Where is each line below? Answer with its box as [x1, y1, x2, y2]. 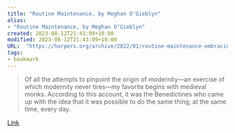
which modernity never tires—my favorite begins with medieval [24, 82, 207, 91]
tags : [7, 50, 23, 57]
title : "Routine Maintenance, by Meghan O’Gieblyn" [7, 10, 161, 17]
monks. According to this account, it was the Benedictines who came [24, 90, 224, 98]
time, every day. [24, 104, 71, 113]
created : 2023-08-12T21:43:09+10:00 [7, 29, 114, 37]
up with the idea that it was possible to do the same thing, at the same [24, 97, 227, 106]
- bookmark [7, 56, 39, 63]
